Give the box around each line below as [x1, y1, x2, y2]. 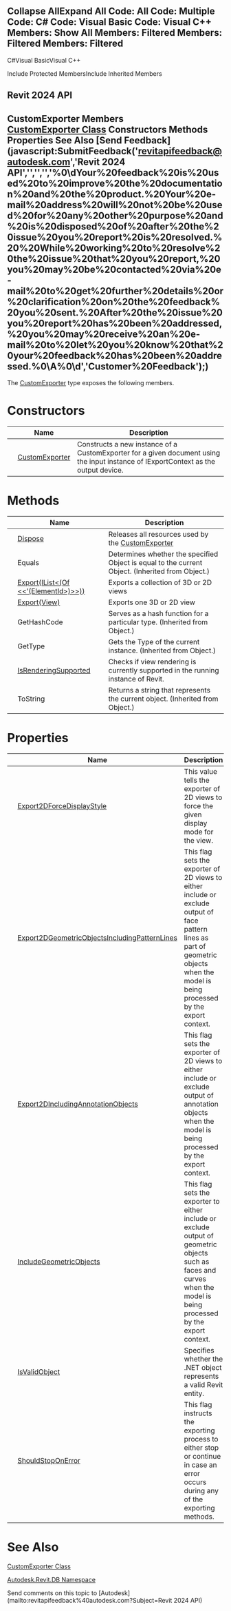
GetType [17, 641, 45, 650]
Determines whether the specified [108, 549, 219, 559]
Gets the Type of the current [108, 637, 200, 646]
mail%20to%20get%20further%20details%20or [7, 285, 224, 297]
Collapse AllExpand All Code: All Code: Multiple [7, 6, 215, 17]
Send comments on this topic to [7, 1588, 98, 1597]
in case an [184, 1460, 218, 1470]
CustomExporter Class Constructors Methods [7, 123, 208, 135]
